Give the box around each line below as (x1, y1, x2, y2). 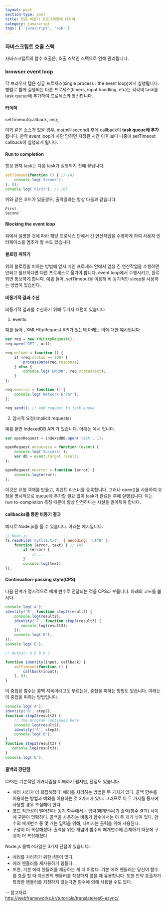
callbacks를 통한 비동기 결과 (5, 511, 61, 517)
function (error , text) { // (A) (14, 542, 84, 548)
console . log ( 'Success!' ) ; (14, 450, 68, 454)
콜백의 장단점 (5, 766, 31, 772)
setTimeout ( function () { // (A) (5, 173, 75, 178)
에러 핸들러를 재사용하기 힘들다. (12, 860, 74, 866)
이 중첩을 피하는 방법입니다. (5, 694, 59, 700)
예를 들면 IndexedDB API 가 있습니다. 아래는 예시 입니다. (5, 426, 116, 432)
